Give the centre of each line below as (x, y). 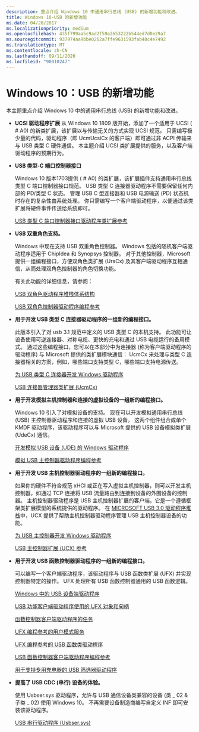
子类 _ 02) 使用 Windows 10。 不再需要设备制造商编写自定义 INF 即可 (99, 703)
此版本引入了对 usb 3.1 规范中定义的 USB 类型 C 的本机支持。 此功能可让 (103, 332)
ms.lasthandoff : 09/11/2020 (41, 56)
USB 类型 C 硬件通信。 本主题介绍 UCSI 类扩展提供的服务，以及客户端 (107, 146)
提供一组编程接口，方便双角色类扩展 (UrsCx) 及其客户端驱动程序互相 (99, 261)
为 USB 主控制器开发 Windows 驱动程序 (63, 536)
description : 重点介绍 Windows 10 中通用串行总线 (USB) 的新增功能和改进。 (93, 12)
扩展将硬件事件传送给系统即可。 (54, 208)
